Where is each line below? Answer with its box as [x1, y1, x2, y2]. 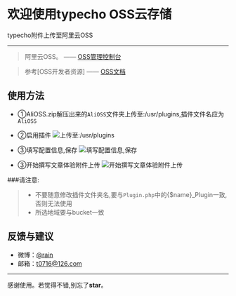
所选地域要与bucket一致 [34, 208, 105, 216]
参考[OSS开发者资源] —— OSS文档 [24, 67, 126, 76]
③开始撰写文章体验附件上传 [17, 161, 100, 169]
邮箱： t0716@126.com [17, 259, 82, 267]
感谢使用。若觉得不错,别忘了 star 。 [7, 281, 107, 289]
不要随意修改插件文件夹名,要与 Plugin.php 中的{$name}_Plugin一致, [34, 190, 227, 199]
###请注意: [7, 175, 40, 184]
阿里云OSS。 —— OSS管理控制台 [24, 52, 122, 60]
